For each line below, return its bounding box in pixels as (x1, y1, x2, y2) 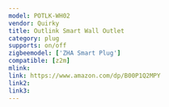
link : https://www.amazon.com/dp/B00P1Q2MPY (8, 72, 161, 80)
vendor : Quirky (8, 19, 60, 27)
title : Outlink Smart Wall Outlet (8, 27, 125, 35)
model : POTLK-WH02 (8, 11, 70, 20)
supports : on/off (8, 42, 67, 50)
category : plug (8, 34, 60, 43)
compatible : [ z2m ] (8, 57, 70, 65)
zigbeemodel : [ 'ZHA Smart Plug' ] (8, 49, 121, 57)
